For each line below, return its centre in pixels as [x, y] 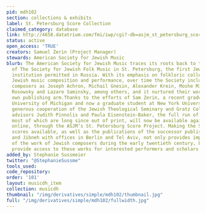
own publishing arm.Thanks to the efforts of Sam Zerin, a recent [98, 98]
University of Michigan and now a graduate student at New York [96, 103]
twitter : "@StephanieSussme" [44, 160]
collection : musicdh [33, 189]
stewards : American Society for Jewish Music [65, 58]
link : [13, 35]
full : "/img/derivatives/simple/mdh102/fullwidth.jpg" [78, 200]
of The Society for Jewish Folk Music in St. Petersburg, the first [101, 69]
